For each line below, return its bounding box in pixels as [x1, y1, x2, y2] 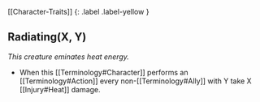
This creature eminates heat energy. [7, 52, 129, 62]
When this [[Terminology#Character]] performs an [19, 67, 188, 77]
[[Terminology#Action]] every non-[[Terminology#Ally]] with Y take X [19, 76, 253, 86]
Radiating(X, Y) [7, 30, 87, 44]
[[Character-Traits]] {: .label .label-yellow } [7, 7, 149, 16]
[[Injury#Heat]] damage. [19, 84, 101, 94]
